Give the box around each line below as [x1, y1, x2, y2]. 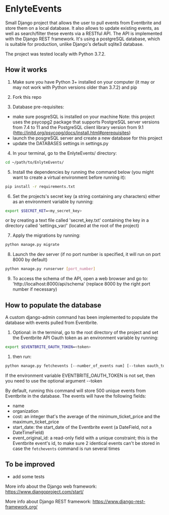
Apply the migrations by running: [12, 232, 80, 238]
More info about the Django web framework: [5, 483, 97, 489]
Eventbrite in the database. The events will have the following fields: [5, 393, 146, 399]
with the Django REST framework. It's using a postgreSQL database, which [5, 36, 160, 42]
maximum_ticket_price [12, 419, 59, 425]
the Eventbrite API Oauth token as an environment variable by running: [12, 335, 158, 341]
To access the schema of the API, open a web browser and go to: [12, 276, 148, 282]
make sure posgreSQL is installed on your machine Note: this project [12, 113, 155, 119]
